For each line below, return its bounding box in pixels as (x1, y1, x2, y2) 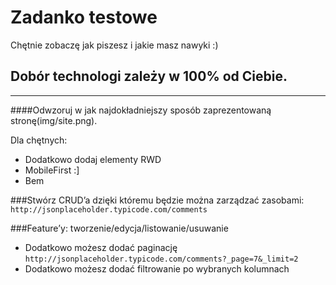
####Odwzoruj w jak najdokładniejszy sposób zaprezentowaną (10, 104, 272, 116)
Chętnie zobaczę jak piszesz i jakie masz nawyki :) (10, 39, 219, 51)
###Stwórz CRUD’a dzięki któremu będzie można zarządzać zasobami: (10, 194, 305, 206)
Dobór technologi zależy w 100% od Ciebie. (10, 68, 288, 85)
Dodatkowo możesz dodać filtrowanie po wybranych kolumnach (24, 262, 290, 275)
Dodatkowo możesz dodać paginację (24, 241, 178, 253)
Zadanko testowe (10, 6, 158, 29)
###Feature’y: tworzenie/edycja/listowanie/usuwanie (10, 222, 229, 234)
